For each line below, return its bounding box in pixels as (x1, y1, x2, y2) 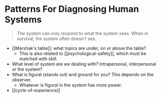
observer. (11, 77, 32, 83)
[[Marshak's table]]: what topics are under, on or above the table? (11, 45, 147, 51)
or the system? (11, 66, 43, 72)
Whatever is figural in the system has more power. (19, 82, 122, 88)
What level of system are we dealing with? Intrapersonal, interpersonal (11, 61, 157, 67)
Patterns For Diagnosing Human (4, 3, 139, 15)
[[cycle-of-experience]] (11, 87, 61, 93)
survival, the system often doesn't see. (16, 36, 96, 42)
